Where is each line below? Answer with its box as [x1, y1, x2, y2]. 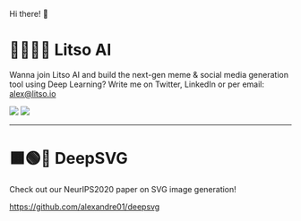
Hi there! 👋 [9, 9, 49, 19]
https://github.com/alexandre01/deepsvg [9, 201, 160, 212]
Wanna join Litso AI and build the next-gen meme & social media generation [9, 69, 289, 80]
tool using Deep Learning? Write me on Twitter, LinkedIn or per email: [9, 79, 265, 89]
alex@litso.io [9, 88, 56, 98]
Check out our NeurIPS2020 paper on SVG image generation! [9, 183, 237, 194]
